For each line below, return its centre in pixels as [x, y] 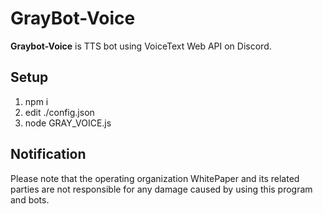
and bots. [30, 199]
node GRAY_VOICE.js [68, 123]
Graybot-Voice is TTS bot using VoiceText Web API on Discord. [141, 46]
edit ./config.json [59, 112]
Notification [48, 154]
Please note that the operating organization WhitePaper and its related [155, 178]
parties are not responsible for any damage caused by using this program [161, 189]
